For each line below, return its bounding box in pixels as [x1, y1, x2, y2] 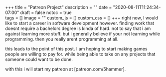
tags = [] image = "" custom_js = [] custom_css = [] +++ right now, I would [5, 15, 159, 20]
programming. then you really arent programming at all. [5, 36, 119, 42]
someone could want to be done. [5, 56, 73, 62]
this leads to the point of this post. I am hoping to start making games [5, 46, 148, 51]
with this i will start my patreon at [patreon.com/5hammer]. [5, 66, 126, 72]
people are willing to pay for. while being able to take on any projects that [5, 51, 156, 57]
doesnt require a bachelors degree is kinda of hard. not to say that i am [5, 25, 151, 31]
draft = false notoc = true [20, 9, 72, 15]
